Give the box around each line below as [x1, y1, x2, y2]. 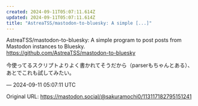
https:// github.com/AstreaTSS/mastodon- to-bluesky [6, 49, 136, 57]
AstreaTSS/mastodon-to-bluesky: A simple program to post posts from [6, 37, 182, 44]
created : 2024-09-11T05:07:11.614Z [6, 8, 96, 15]
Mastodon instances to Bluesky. [6, 43, 85, 50]
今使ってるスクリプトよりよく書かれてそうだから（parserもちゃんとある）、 [6, 61, 193, 69]
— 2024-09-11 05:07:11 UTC [6, 81, 76, 89]
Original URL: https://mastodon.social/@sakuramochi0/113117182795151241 [6, 93, 192, 100]
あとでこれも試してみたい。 [6, 69, 75, 76]
